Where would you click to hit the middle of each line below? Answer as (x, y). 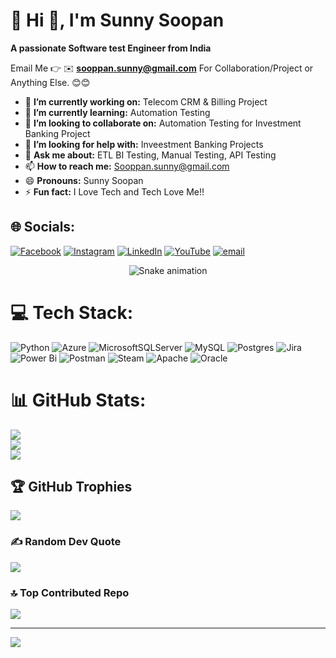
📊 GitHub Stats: (78, 400)
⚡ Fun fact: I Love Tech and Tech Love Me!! (114, 191)
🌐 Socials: (43, 227)
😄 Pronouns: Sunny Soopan (84, 180)
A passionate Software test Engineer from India (111, 48)
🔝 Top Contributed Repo (70, 592)
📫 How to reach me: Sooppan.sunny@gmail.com (127, 166)
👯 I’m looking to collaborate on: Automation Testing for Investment (163, 123)
